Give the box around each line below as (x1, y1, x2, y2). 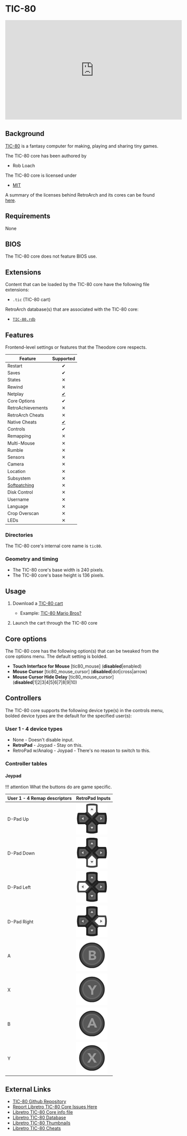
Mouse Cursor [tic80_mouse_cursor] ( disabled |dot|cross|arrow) (12, 668, 148, 675)
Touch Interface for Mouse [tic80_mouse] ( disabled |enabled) (12, 663, 142, 669)
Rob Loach (12, 162, 35, 168)
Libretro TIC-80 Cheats (12, 1125, 61, 1131)
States (7, 377, 21, 383)
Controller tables (5, 760, 47, 767)
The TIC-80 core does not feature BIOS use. (5, 253, 97, 259)
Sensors (7, 454, 25, 460)
